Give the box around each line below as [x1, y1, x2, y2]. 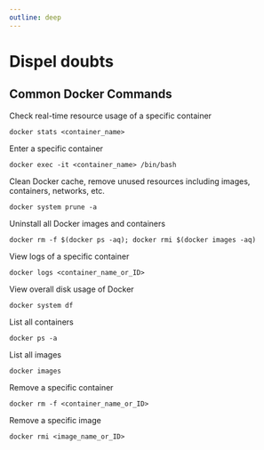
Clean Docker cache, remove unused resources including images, [9, 175, 251, 187]
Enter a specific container [9, 143, 104, 154]
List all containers [9, 317, 74, 327]
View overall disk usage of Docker [9, 284, 135, 294]
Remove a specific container [9, 382, 114, 392]
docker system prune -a [9, 202, 98, 212]
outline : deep [9, 12, 62, 22]
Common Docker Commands [9, 86, 172, 102]
